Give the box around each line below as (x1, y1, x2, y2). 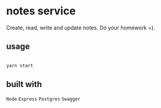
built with (6, 79, 42, 89)
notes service (6, 4, 76, 18)
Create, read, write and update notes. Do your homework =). (6, 24, 156, 31)
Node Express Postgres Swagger (6, 96, 81, 103)
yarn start (6, 62, 34, 68)
